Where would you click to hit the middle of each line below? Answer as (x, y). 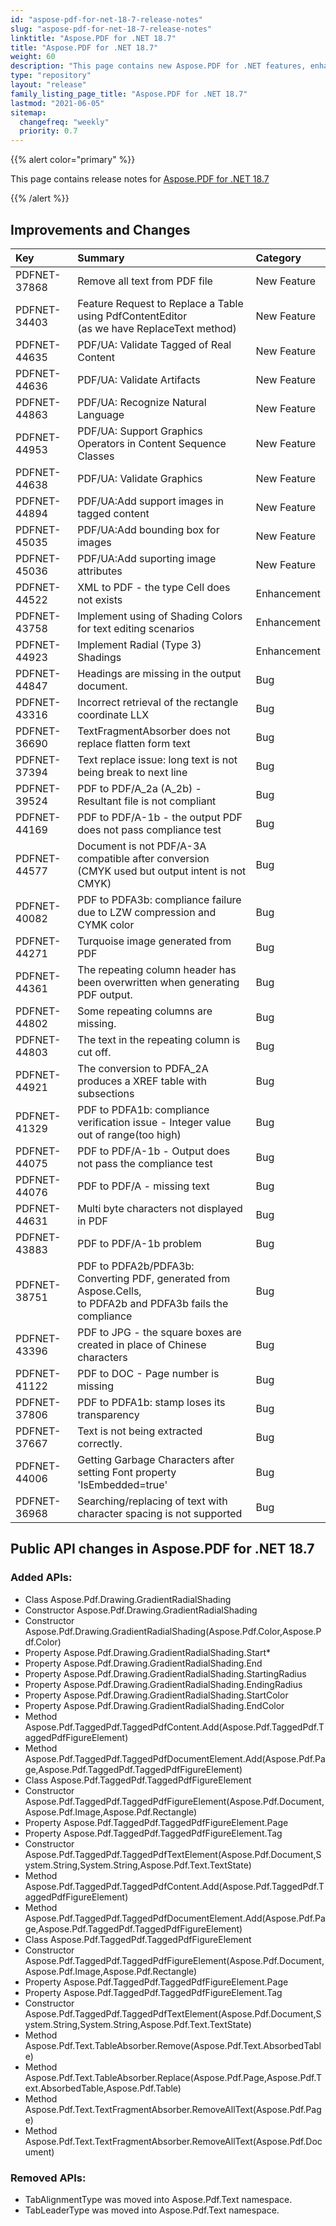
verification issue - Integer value (154, 1122)
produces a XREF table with (142, 1081)
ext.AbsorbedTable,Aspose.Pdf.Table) (103, 2088)
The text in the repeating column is (159, 1039)
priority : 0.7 (48, 131)
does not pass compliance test (149, 829)
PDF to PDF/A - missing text (143, 1186)
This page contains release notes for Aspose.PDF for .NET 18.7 (140, 179)
